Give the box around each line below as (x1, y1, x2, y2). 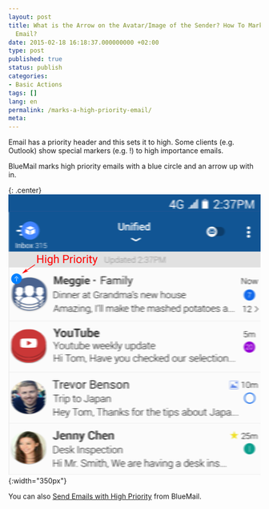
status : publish (8, 64, 62, 72)
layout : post (8, 13, 52, 21)
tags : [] (8, 89, 38, 97)
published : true (8, 55, 62, 63)
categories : (8, 72, 48, 80)
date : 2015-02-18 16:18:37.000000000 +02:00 (8, 38, 159, 46)
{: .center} (8, 185, 42, 196)
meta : (8, 115, 26, 123)
